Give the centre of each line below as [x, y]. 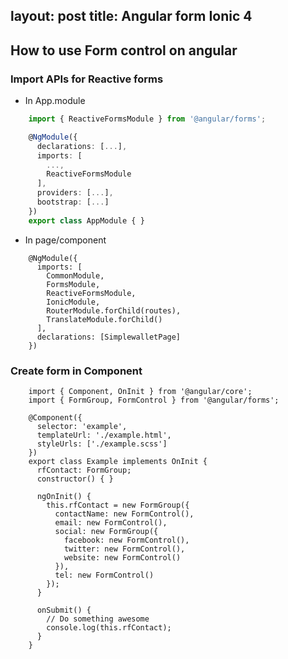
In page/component [65, 240]
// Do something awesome [98, 619]
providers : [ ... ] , [75, 193]
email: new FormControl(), [111, 523]
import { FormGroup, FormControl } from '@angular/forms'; [154, 400]
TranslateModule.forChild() [104, 319]
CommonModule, [75, 275]
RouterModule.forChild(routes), [114, 310]
